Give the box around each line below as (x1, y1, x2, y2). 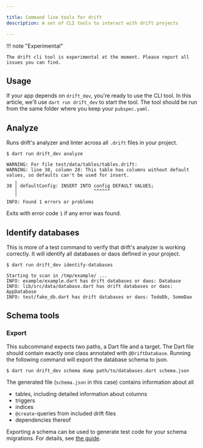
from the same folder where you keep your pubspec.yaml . (6, 105, 149, 112)
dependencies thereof (15, 416, 71, 424)
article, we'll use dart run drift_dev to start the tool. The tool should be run (6, 98, 198, 106)
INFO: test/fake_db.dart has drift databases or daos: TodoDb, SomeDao (6, 294, 192, 300)
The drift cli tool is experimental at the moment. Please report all (6, 54, 190, 60)
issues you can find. (6, 59, 62, 65)
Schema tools (6, 310, 60, 321)
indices (15, 403, 34, 410)
